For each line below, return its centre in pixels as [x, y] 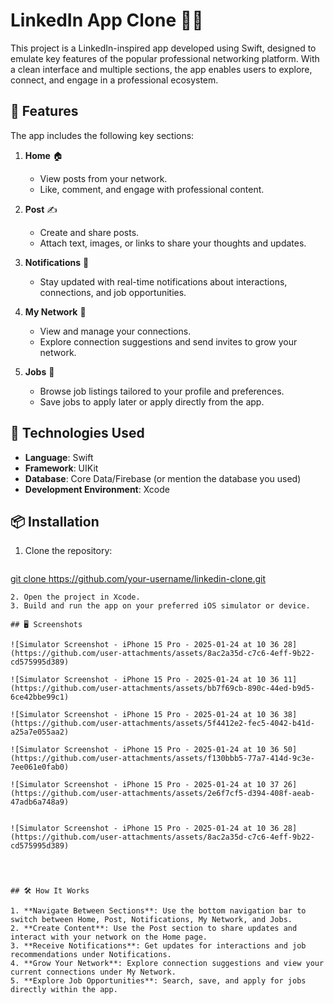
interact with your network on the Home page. [109, 937]
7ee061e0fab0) [40, 767]
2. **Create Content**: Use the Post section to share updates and [154, 929]
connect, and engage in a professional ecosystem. [114, 80]
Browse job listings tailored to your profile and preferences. [162, 391]
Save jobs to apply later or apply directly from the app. [152, 401]
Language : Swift [59, 457]
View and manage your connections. [115, 331]
